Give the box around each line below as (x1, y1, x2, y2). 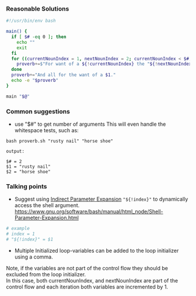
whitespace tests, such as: (14, 126, 79, 133)
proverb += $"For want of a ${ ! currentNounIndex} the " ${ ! (16, 61, 158, 67)
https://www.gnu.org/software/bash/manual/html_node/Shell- (14, 208, 163, 215)
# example (6, 226, 30, 232)
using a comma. (14, 253, 54, 260)
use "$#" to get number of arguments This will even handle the (14, 121, 166, 128)
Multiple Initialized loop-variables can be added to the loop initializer (14, 247, 179, 254)
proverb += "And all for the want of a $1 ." (11, 72, 116, 78)
